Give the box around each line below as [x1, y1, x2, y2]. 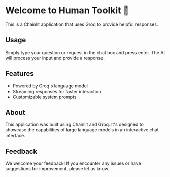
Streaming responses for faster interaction [12, 88, 101, 94]
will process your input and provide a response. [5, 55, 105, 61]
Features [5, 69, 34, 78]
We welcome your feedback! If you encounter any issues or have [5, 160, 141, 166]
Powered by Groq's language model [12, 83, 88, 89]
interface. [5, 132, 25, 139]
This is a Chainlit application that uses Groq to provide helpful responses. [5, 21, 158, 27]
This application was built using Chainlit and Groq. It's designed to [5, 121, 144, 128]
